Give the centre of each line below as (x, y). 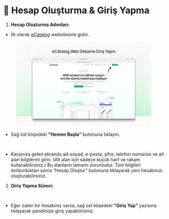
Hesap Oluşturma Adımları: (40, 25)
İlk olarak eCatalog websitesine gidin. (50, 34)
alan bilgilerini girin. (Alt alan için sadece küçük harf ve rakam (75, 159)
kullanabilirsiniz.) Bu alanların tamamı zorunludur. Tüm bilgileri (76, 165)
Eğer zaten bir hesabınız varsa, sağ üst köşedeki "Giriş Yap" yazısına (83, 205)
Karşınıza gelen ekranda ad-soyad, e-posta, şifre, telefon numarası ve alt (87, 154)
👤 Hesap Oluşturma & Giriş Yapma (76, 10)
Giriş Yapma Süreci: (32, 185)
